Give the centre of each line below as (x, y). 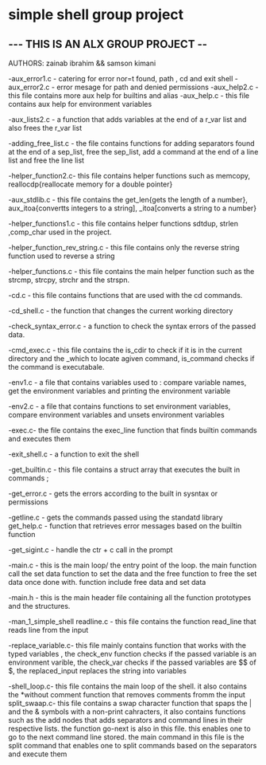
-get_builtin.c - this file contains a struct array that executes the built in (124, 469)
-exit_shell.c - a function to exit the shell (74, 454)
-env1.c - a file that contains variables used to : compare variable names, (127, 382)
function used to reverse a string (62, 256)
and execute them (38, 754)
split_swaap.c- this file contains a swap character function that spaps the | (130, 703)
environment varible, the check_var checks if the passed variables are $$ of (132, 662)
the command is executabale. (56, 367)
